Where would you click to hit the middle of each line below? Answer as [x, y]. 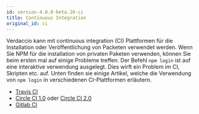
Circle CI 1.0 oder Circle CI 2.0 [53, 98]
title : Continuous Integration [46, 18]
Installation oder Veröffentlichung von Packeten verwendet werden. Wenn [100, 47]
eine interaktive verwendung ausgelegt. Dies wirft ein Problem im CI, [93, 67]
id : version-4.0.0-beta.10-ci [45, 12]
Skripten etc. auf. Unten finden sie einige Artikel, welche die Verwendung [99, 74]
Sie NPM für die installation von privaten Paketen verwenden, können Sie [99, 54]
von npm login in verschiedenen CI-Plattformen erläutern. [79, 80]
